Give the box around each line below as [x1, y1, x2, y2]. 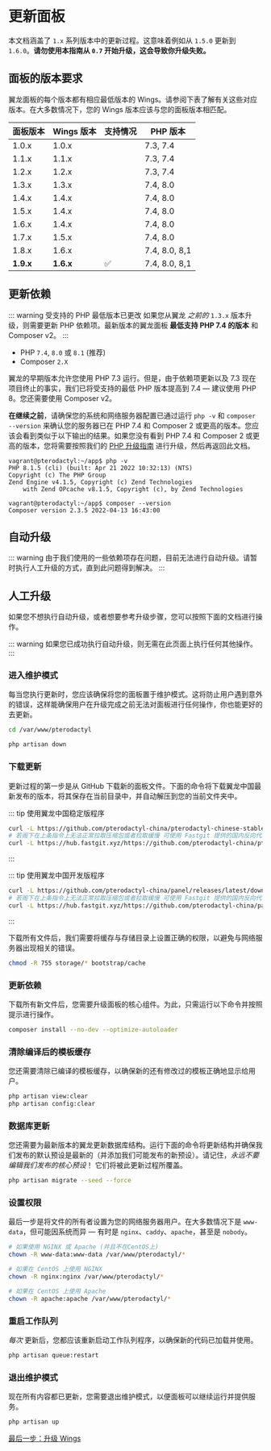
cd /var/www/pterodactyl [8, 726, 92, 734]
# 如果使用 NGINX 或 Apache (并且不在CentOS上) [8, 1243, 159, 1251]
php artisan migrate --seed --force [8, 1177, 131, 1185]
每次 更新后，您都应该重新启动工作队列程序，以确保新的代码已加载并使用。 [8, 1335, 258, 1345]
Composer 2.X [19, 356, 69, 366]
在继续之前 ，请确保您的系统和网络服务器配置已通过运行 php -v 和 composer [8, 411, 256, 420]
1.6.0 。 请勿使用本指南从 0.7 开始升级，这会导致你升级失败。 [8, 45, 211, 55]
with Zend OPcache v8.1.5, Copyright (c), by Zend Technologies [23, 485, 244, 493]
